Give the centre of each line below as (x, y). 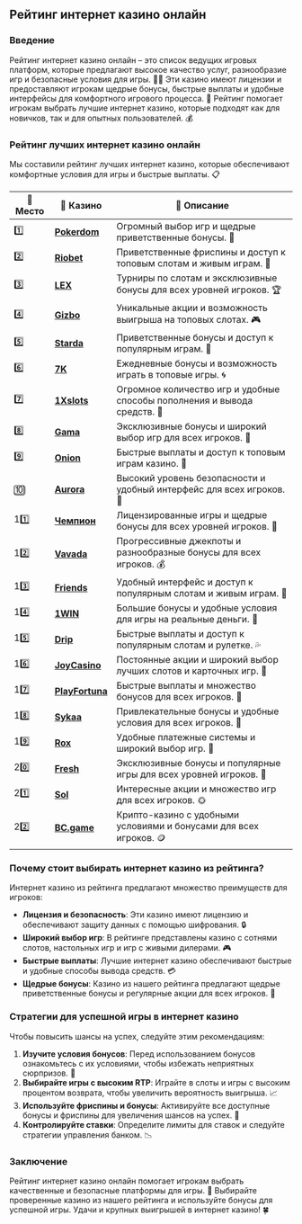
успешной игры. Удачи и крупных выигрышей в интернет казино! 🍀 (139, 1210)
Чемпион (75, 521)
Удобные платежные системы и (186, 737)
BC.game (74, 828)
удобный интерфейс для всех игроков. (201, 489)
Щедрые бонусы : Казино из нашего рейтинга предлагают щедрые (151, 984)
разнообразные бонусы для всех (189, 552)
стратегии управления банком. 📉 (87, 1135)
